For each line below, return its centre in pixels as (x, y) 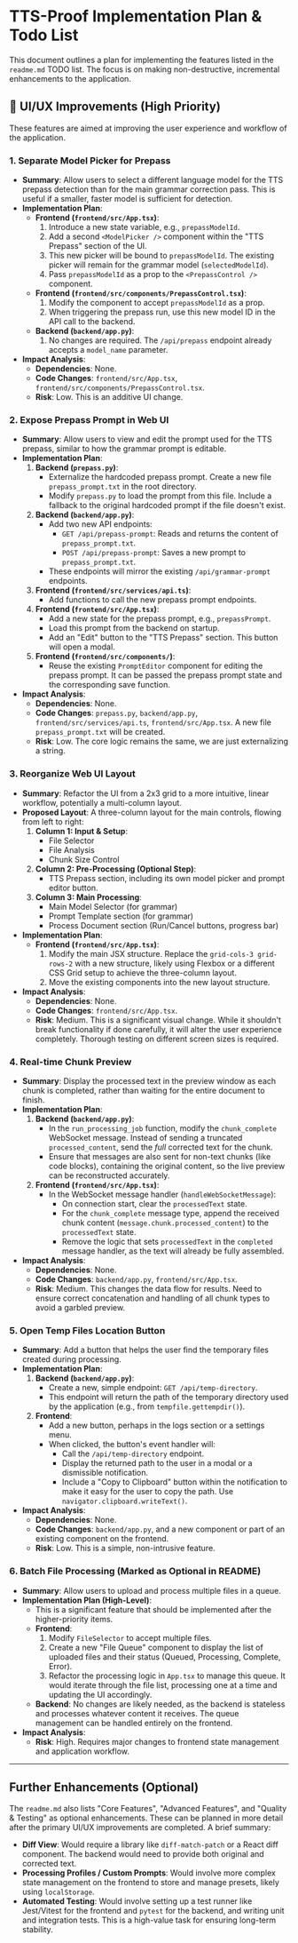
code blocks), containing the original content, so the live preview (167, 1166)
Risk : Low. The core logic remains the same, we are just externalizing (162, 741)
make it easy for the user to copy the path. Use (148, 1492)
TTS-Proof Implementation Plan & (136, 16)
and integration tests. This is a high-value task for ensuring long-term (149, 1920)
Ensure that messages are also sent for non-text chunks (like (160, 1156)
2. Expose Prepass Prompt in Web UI (89, 419)
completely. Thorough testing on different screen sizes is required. (157, 1039)
